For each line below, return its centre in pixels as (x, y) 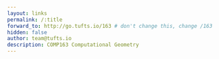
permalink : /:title (35, 20)
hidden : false (27, 32)
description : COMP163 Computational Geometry (73, 45)
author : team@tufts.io (39, 39)
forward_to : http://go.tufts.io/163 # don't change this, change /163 (110, 26)
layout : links (27, 13)
